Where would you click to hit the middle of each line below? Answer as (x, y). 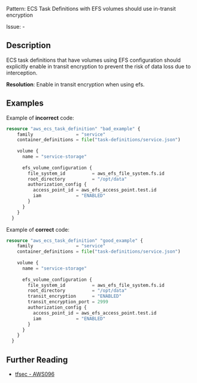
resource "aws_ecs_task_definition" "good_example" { (75, 240)
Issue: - (16, 27)
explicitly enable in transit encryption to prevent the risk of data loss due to (99, 66)
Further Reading (37, 360)
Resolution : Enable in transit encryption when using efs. (75, 84)
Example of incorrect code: (40, 118)
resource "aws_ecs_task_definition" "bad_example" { (73, 128)
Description (28, 45)
